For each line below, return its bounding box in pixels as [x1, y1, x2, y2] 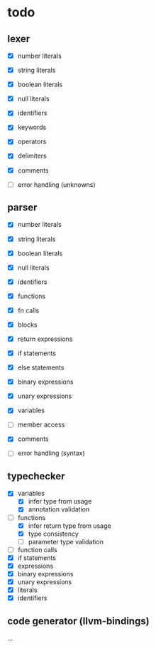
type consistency [28, 529, 79, 538]
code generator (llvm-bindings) [7, 615, 150, 627]
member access [17, 420, 65, 429]
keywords [17, 123, 47, 132]
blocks [17, 320, 38, 329]
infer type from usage [28, 497, 92, 506]
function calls [17, 545, 58, 554]
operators [17, 137, 47, 146]
